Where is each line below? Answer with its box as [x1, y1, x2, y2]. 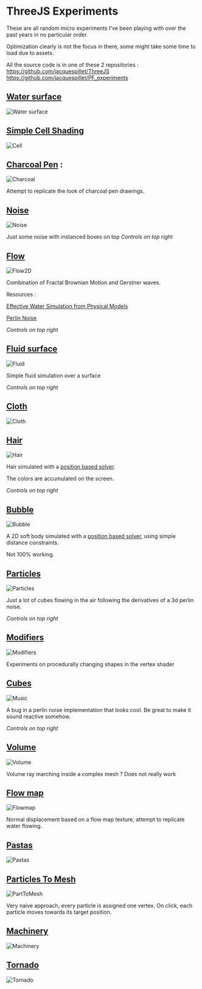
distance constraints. [6, 539, 59, 547]
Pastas [6, 840, 33, 851]
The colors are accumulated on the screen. [6, 475, 114, 483]
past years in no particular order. [6, 31, 88, 38]
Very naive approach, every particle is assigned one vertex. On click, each [6, 902, 193, 909]
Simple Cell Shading [6, 126, 84, 136]
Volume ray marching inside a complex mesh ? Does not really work [6, 770, 176, 777]
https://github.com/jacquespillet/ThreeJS [6, 67, 110, 74]
